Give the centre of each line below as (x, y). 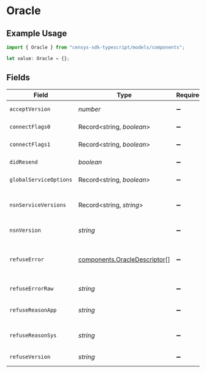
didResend (24, 162)
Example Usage (37, 33)
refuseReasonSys (33, 335)
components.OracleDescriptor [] (124, 260)
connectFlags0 (30, 127)
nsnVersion (25, 230)
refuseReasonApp (33, 310)
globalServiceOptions (41, 179)
